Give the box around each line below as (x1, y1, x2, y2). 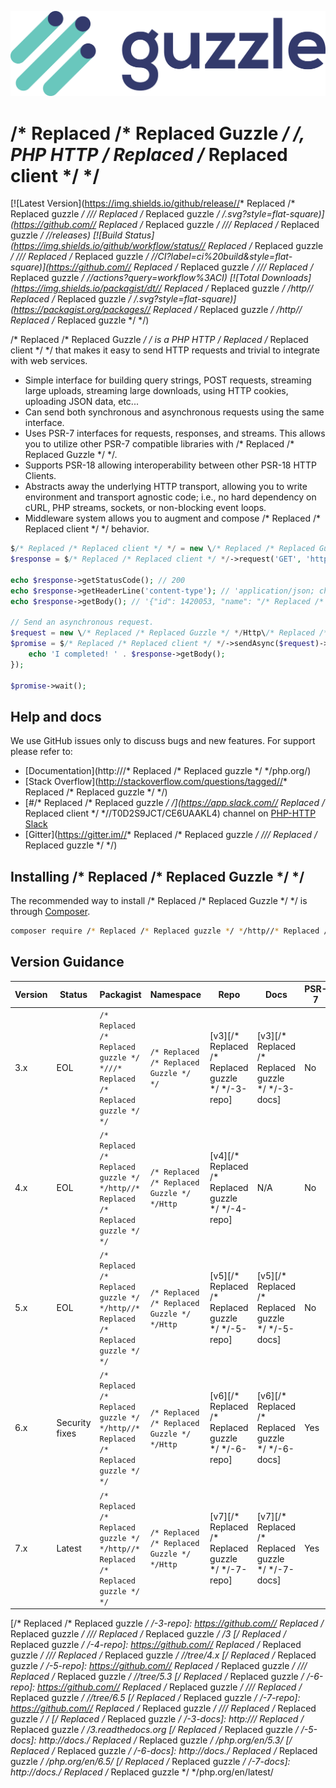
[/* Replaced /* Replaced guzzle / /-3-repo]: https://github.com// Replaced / (10, 1617, 325, 1630)
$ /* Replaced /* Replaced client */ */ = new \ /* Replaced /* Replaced (10, 544, 315, 554)
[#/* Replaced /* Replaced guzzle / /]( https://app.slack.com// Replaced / (24, 797, 325, 809)
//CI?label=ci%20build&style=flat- (151, 251, 293, 263)
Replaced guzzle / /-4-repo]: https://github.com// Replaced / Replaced (10, 1639, 302, 1651)
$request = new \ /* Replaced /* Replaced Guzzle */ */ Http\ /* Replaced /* (10, 628, 329, 638)
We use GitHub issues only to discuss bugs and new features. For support (10, 735, 316, 747)
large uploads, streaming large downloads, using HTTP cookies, (24, 385, 289, 397)
